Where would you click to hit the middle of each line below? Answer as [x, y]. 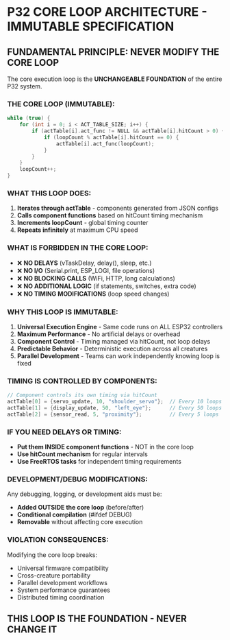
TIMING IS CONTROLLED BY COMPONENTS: [82, 381]
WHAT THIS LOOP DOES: [49, 193]
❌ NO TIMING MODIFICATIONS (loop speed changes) [93, 294]
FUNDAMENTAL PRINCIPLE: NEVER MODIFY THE [113, 52]
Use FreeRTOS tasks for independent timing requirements [99, 462]
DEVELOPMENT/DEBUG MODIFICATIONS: [78, 479]
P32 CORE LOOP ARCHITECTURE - [107, 12]
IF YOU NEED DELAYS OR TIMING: [64, 431]
